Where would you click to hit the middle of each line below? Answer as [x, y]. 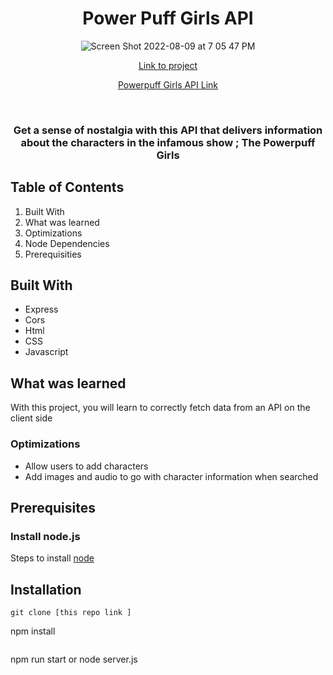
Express [41, 309]
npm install [33, 631]
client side [31, 418]
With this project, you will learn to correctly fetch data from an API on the [160, 408]
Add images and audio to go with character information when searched [171, 476]
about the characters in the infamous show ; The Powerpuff [168, 142]
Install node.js [45, 536]
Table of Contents [67, 187]
